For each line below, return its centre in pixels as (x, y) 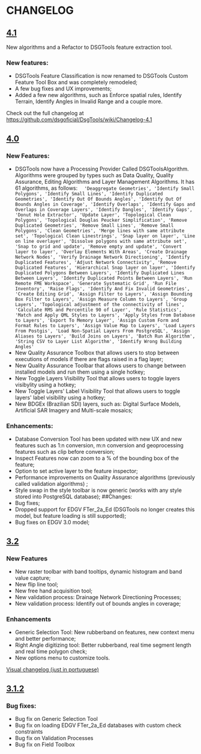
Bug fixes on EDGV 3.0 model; (52, 523)
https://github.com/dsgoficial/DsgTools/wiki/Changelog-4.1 (79, 120)
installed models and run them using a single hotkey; (80, 372)
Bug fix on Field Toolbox (45, 744)
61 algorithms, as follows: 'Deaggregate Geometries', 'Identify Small (105, 188)
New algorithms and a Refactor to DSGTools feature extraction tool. (89, 47)
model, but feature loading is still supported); (70, 516)
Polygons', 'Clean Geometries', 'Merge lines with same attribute (100, 231)
